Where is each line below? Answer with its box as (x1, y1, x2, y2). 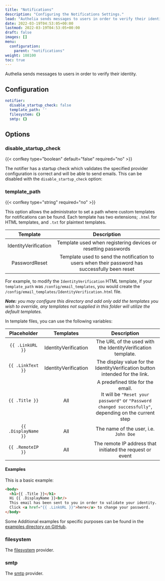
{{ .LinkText (8, 363, 39, 369)
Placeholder (9, 330, 38, 337)
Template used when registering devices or (56, 239, 157, 246)
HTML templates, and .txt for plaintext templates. (5, 219, 107, 225)
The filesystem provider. (5, 547, 55, 553)
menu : (5, 39, 16, 44)
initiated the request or (99, 446, 151, 453)
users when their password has (70, 260, 143, 266)
